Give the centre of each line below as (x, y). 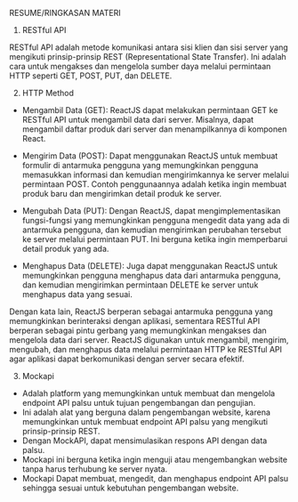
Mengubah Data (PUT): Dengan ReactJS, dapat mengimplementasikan (151, 211)
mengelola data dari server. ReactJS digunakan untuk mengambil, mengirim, (149, 340)
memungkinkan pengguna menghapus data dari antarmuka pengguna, (151, 275)
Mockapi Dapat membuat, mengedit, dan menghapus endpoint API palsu (155, 478)
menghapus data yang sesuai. (77, 294)
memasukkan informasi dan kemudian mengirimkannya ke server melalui (155, 174)
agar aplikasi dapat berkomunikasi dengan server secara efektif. (127, 359)
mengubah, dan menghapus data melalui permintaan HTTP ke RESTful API (146, 349)
